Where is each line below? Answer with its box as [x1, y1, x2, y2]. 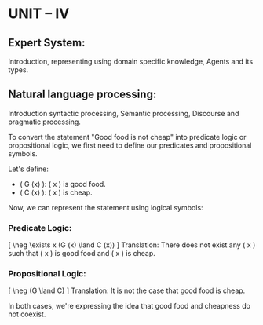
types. [8, 65, 29, 75]
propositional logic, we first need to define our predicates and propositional [8, 141, 252, 150]
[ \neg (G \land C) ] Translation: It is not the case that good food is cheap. [8, 286, 246, 295]
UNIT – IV [8, 5, 70, 23]
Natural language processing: [8, 88, 157, 101]
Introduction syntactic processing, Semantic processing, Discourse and [8, 108, 239, 118]
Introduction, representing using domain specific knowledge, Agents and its [8, 57, 254, 66]
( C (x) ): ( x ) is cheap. [19, 188, 93, 197]
